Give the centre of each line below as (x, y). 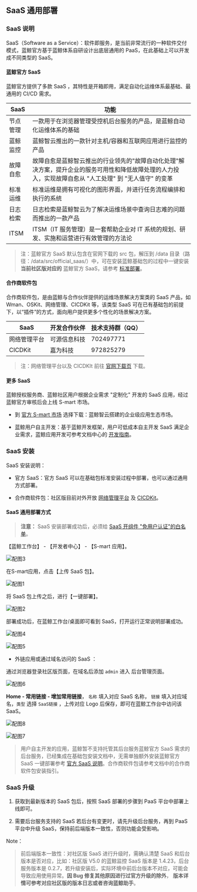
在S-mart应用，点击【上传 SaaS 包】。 (52, 571)
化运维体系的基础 (56, 130)
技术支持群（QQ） (116, 328)
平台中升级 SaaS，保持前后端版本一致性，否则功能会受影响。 (88, 828)
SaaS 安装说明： (26, 465)
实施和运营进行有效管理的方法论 (88, 238)
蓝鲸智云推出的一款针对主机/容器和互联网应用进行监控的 (110, 141)
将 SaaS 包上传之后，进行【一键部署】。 (54, 596)
